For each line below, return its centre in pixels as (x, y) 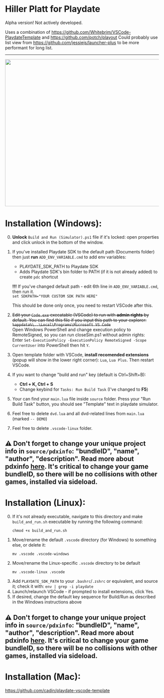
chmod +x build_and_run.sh (40, 531)
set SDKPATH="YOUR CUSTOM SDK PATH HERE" (55, 296)
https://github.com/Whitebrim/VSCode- (91, 32)
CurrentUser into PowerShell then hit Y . (51, 345)
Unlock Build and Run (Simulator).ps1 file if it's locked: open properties (85, 237)
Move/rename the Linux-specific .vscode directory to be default (76, 563)
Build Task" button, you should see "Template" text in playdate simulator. (85, 404)
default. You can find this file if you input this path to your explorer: (79, 320)
